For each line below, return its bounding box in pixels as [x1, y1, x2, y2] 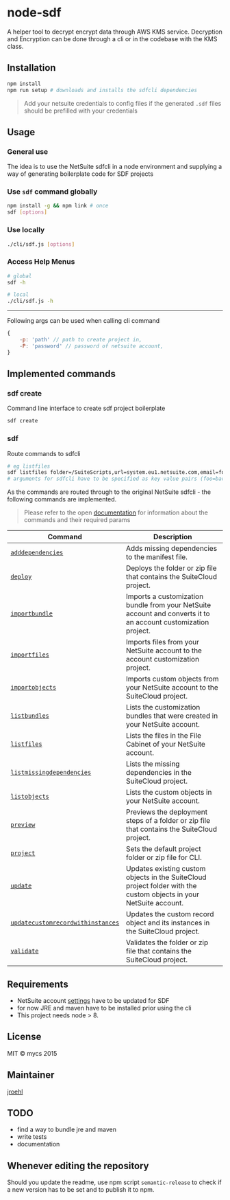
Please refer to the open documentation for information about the [23, 508, 209, 517]
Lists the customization [125, 703, 201, 712]
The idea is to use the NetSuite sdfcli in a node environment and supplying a [7, 163, 222, 171]
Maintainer [7, 1069, 55, 1081]
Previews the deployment [125, 807, 207, 817]
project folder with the [125, 881, 197, 891]
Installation [7, 62, 56, 73]
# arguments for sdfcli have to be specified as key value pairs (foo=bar [7, 475, 225, 482]
